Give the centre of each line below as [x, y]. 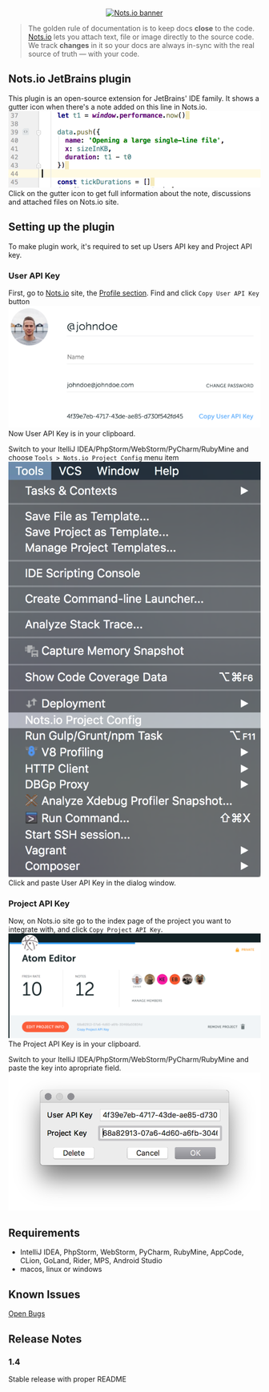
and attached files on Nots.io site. [64, 202]
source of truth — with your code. [84, 54]
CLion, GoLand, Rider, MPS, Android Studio [91, 1261]
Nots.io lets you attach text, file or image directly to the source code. [141, 37]
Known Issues [44, 1294]
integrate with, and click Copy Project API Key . [86, 929]
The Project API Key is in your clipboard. [75, 1044]
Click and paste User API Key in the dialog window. [92, 883]
